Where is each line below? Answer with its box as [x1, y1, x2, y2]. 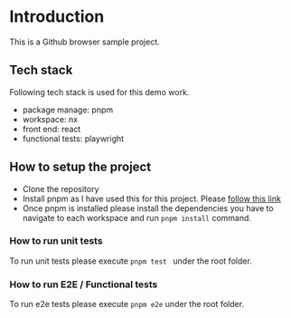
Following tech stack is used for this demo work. [9, 86, 190, 97]
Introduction [9, 6, 105, 27]
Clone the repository [22, 183, 99, 194]
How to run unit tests [9, 235, 103, 247]
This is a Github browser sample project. [9, 36, 160, 47]
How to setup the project [9, 159, 152, 175]
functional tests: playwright [22, 133, 125, 144]
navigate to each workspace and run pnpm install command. [22, 212, 251, 223]
